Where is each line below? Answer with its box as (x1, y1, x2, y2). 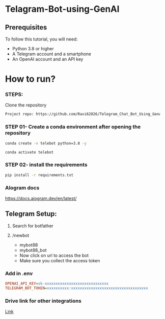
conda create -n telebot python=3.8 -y (5, 141, 87, 146)
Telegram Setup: (5, 210, 57, 218)
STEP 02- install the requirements (5, 161, 87, 168)
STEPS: (5, 91, 24, 98)
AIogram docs (5, 184, 40, 191)
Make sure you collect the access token (19, 257, 100, 263)
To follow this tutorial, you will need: (5, 36, 78, 42)
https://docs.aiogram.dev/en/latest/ (5, 195, 77, 201)
